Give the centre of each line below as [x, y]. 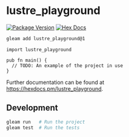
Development [32, 108]
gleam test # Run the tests [43, 128]
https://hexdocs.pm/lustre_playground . [55, 88]
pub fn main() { [27, 60]
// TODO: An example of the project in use [67, 65]
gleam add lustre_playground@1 [46, 38]
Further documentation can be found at [55, 82]
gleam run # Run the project [46, 122]
